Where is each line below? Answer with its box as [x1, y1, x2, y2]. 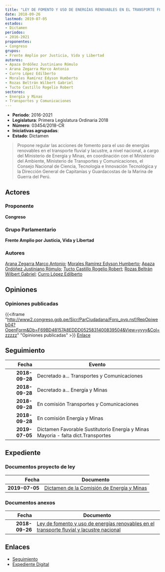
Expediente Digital [12, 561, 49, 567]
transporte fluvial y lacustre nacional [36, 526, 121, 533]
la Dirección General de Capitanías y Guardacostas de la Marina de [17, 169, 153, 174]
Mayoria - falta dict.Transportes [37, 432, 111, 439]
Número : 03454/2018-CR [12, 122, 65, 128]
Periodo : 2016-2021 [12, 112, 53, 118]
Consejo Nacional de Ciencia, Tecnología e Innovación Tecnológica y [17, 163, 157, 170]
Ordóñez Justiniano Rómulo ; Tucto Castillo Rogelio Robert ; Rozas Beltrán [5, 266, 153, 272]
